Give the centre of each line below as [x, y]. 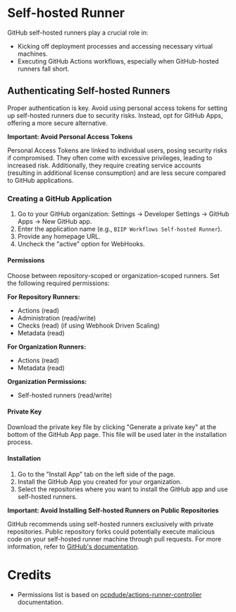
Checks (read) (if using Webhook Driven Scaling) [88, 325]
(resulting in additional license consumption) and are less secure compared [117, 173]
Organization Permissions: [47, 382]
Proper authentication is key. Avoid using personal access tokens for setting [117, 108]
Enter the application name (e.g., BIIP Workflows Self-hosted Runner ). [120, 229]
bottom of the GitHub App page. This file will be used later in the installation [117, 435]
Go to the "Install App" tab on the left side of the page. [97, 474]
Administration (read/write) [57, 318]
